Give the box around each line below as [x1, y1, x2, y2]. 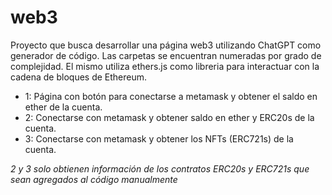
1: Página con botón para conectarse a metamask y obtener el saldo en [24, 90, 318, 102]
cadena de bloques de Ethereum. [10, 71, 148, 83]
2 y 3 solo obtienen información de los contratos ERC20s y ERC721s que [10, 162, 310, 175]
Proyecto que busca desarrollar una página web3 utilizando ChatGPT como [10, 39, 322, 51]
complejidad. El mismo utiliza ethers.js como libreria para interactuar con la [10, 60, 320, 72]
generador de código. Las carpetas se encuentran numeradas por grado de [10, 49, 322, 61]
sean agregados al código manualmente [10, 173, 178, 185]
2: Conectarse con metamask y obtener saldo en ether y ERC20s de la [24, 111, 315, 123]
